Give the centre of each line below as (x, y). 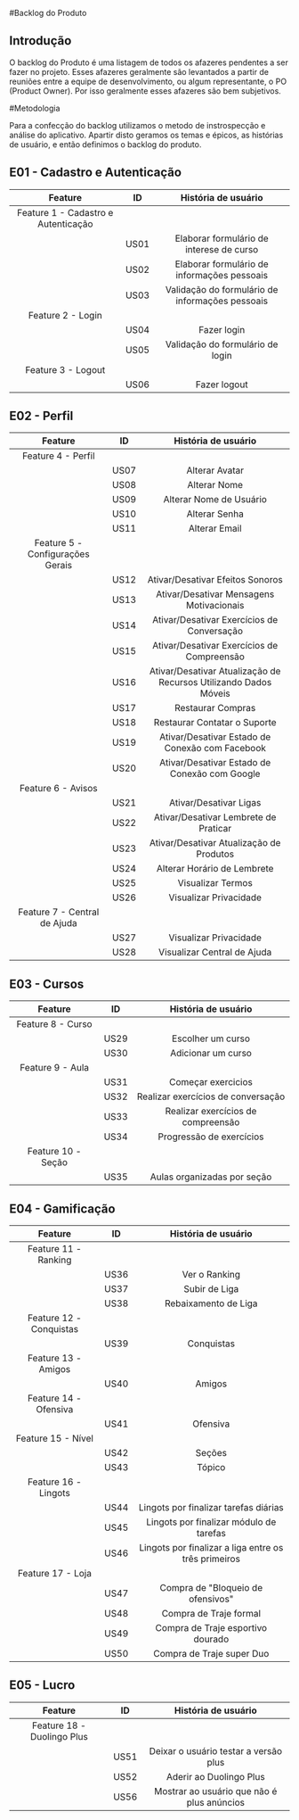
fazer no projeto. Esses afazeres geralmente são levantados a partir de (139, 71)
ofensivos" (211, 1599)
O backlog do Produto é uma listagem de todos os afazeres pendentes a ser (149, 62)
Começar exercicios (211, 1082)
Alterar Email (215, 528)
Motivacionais (215, 606)
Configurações (59, 554)
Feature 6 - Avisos (58, 789)
